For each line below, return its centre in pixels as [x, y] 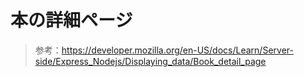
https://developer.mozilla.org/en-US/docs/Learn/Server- [177, 50]
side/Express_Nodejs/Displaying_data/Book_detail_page [150, 61]
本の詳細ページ [71, 20]
